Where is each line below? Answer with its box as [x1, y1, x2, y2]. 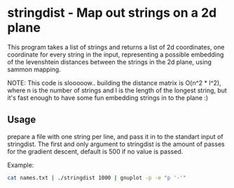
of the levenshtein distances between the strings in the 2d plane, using [7, 57, 212, 66]
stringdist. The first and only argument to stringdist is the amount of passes [7, 140, 226, 148]
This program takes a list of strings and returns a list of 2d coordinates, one [7, 43, 225, 51]
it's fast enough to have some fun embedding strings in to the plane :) [7, 93, 209, 102]
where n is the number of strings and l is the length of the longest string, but [7, 86, 228, 94]
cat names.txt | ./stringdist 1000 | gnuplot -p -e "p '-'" [7, 174, 187, 181]
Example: [7, 161, 34, 169]
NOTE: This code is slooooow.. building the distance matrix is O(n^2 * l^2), [7, 78, 222, 87]
